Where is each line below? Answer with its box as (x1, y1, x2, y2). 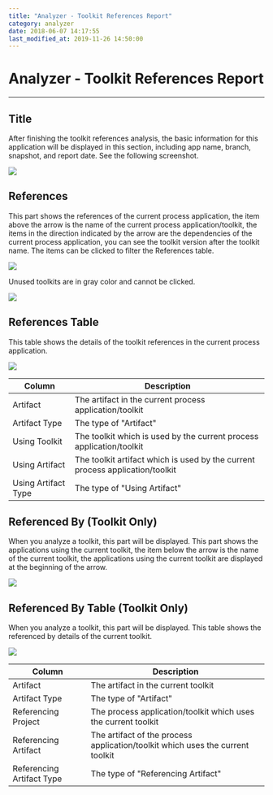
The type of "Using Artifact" (74, 482, 181, 493)
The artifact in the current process (74, 393, 206, 405)
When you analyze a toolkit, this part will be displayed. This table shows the (8, 623, 262, 632)
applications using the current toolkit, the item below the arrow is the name (8, 545, 259, 555)
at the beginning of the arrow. (8, 563, 108, 572)
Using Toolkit (12, 436, 63, 447)
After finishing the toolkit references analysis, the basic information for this (8, 133, 258, 143)
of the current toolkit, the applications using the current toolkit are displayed (8, 554, 263, 563)
